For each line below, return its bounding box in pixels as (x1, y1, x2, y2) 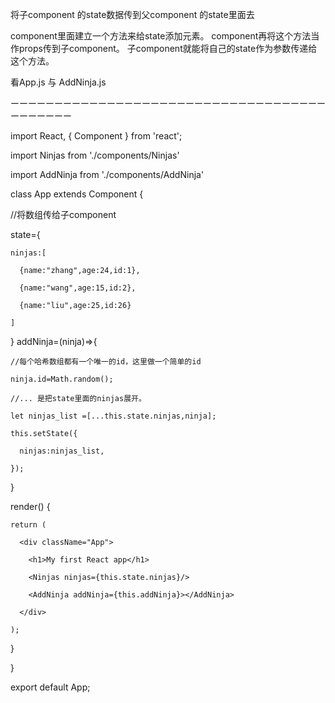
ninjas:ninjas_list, (19, 446, 105, 456)
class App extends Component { (10, 188, 144, 200)
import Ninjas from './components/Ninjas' (10, 149, 180, 161)
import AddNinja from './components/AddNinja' (10, 169, 205, 180)
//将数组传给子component (10, 209, 117, 220)
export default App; (10, 681, 91, 693)
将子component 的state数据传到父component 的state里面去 (10, 9, 255, 20)
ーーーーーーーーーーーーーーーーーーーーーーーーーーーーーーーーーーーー (10, 98, 326, 109)
